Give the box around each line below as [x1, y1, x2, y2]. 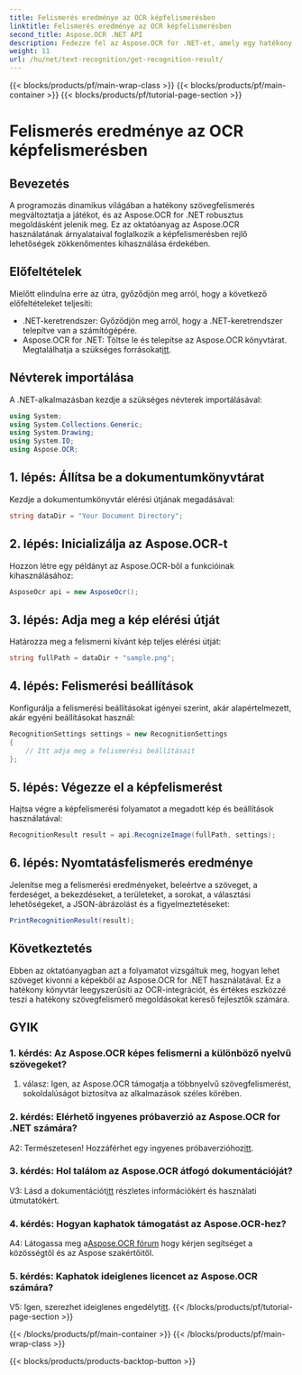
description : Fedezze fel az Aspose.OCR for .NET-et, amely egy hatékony [9, 38, 293, 48]
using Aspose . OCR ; [9, 445, 78, 454]
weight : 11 [9, 47, 50, 56]
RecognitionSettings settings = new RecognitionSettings [9, 729, 228, 738]
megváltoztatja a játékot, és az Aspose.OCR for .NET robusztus [9, 209, 243, 220]
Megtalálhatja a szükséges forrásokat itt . [22, 344, 172, 354]
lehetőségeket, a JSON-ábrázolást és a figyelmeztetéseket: [9, 898, 230, 909]
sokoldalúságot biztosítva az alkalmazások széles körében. [22, 1088, 243, 1099]
